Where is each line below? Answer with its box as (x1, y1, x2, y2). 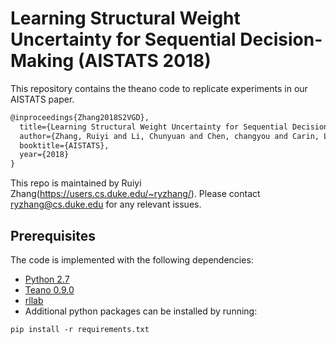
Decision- (239, 28, 323, 51)
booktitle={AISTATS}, (19, 140, 110, 151)
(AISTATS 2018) (77, 50, 212, 72)
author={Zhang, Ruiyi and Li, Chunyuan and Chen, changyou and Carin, (19, 131, 320, 141)
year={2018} (19, 150, 70, 160)
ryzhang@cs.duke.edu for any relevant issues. (10, 198, 202, 211)
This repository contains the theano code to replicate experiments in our (10, 82, 308, 94)
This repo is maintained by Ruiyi (10, 177, 142, 189)
